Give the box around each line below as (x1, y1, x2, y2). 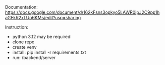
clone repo (12, 39, 35, 45)
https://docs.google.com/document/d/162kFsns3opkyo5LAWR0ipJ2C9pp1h (5, 9, 160, 15)
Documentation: (5, 4, 38, 10)
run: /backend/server (12, 55, 56, 61)
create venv (12, 44, 37, 50)
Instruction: (5, 24, 29, 30)
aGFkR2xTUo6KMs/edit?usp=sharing (5, 15, 81, 20)
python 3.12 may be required (12, 34, 71, 39)
